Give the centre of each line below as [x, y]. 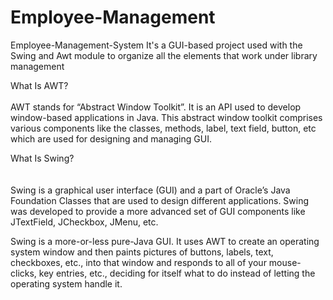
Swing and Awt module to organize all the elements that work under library [164, 55]
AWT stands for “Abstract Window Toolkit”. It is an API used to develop [156, 107]
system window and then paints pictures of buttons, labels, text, [142, 252]
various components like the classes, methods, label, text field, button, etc [163, 128]
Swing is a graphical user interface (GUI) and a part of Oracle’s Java [150, 190]
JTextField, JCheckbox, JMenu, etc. [84, 222]
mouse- [285, 262]
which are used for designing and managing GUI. [111, 138]
